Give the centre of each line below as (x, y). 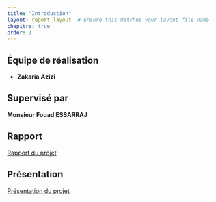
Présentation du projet (38, 191)
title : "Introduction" (39, 13)
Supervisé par (38, 98)
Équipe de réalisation (53, 60)
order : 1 (19, 33)
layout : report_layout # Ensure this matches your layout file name (108, 20)
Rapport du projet (32, 153)
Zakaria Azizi (36, 77)
